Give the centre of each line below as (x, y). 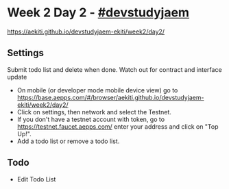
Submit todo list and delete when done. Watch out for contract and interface (114, 69)
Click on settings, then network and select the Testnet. (94, 112)
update (17, 77)
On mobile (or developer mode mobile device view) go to (97, 90)
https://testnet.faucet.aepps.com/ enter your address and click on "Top (118, 126)
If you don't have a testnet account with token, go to (91, 119)
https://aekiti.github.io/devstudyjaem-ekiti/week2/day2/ (86, 32)
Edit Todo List (36, 179)
